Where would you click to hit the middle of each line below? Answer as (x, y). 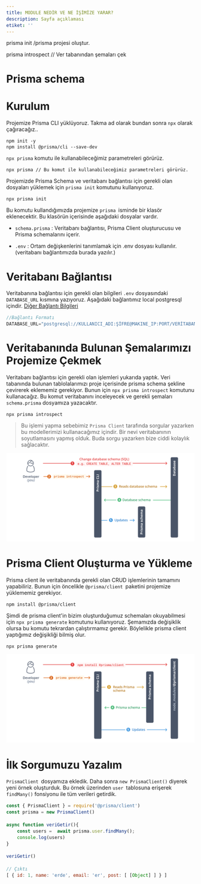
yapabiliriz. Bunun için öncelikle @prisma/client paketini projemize (89, 587)
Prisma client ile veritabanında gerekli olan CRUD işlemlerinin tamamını (93, 580)
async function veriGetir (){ (42, 825)
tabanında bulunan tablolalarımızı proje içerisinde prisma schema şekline (96, 384)
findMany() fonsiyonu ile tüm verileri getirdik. (61, 794)
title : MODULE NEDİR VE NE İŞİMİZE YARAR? (60, 13)
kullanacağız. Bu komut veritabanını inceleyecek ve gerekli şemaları (89, 396)
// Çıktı (17, 869)
